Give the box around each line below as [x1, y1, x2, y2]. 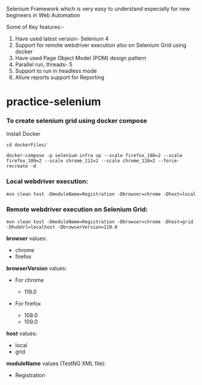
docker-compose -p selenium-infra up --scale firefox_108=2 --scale [6, 153, 183, 159]
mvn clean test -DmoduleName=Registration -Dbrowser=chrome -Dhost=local [6, 191, 197, 197]
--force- [157, 158, 180, 164]
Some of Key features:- [6, 24, 65, 30]
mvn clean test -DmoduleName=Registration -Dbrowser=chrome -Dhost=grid [6, 219, 194, 225]
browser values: [6, 235, 47, 242]
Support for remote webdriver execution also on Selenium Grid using [15, 42, 186, 49]
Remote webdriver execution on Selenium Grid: [6, 205, 148, 213]
